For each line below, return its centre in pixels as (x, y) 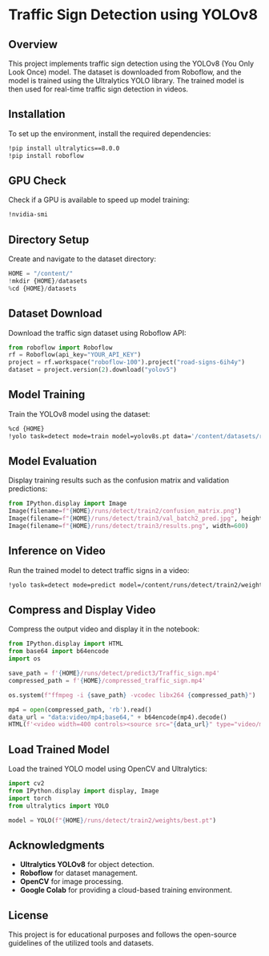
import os (25, 659)
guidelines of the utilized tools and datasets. (81, 943)
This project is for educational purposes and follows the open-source (122, 934)
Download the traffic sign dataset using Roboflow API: (97, 333)
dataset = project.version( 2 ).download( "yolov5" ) (93, 370)
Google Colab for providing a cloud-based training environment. (126, 890)
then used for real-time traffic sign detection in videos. (98, 89)
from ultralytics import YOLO (59, 806)
